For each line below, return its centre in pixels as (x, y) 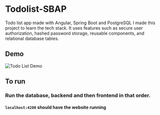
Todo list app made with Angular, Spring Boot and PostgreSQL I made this (80, 23)
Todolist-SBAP (36, 9)
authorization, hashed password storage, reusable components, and (75, 33)
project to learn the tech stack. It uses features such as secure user (74, 28)
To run (15, 82)
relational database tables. (32, 38)
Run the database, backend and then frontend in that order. (78, 96)
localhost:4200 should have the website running (56, 107)
